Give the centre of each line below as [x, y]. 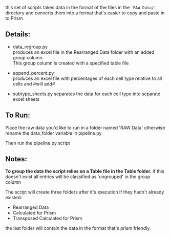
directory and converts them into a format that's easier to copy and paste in [85, 13]
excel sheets [26, 99]
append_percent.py [33, 73]
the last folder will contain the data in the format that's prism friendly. [78, 228]
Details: [18, 35]
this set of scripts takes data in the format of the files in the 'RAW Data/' [81, 7]
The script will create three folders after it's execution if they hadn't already [85, 192]
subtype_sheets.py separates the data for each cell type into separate [87, 94]
